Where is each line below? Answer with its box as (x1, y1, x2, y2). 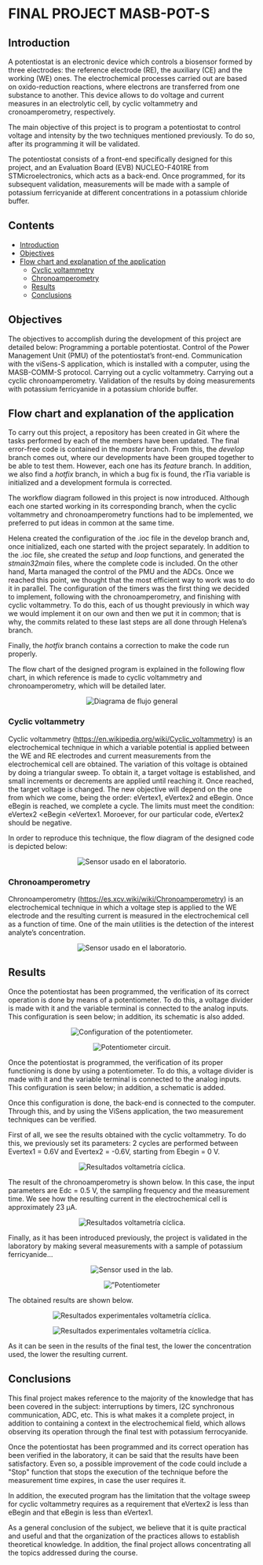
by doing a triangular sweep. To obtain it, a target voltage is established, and (8, 767, 256, 777)
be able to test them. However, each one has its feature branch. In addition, (8, 462, 252, 471)
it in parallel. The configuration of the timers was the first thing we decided (8, 584, 250, 593)
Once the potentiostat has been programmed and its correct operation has (8, 1442, 249, 1452)
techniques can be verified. (8, 1114, 97, 1124)
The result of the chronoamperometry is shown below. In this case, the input (8, 1177, 255, 1186)
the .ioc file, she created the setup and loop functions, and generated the (8, 551, 245, 560)
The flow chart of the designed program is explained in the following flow (8, 665, 245, 674)
